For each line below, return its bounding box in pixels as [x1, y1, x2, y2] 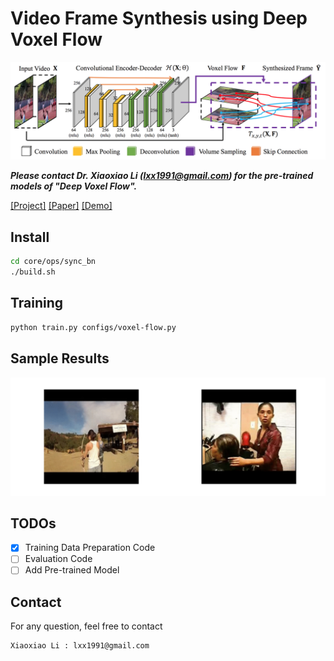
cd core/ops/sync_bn [10, 257, 97, 267]
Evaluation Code [24, 553, 93, 565]
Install [10, 228, 50, 246]
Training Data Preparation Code [24, 542, 156, 554]
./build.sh [10, 267, 56, 277]
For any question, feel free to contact [10, 620, 163, 632]
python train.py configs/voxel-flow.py [10, 322, 177, 332]
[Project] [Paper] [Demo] [10, 200, 113, 212]
